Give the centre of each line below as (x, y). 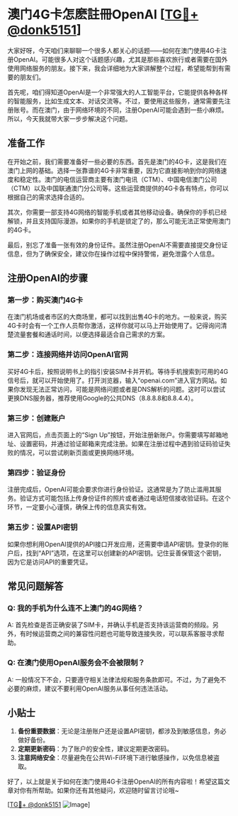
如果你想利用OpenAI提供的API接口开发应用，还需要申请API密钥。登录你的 (115, 544)
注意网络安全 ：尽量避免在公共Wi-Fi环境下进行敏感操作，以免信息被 (115, 758)
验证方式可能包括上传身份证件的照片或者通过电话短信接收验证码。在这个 (125, 498)
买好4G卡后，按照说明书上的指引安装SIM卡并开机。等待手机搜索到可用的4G (118, 371)
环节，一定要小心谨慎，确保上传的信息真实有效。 (79, 507)
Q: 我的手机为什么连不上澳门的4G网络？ (75, 608)
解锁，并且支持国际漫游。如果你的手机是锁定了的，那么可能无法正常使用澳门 (119, 221)
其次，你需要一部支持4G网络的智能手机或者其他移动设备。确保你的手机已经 (117, 212)
